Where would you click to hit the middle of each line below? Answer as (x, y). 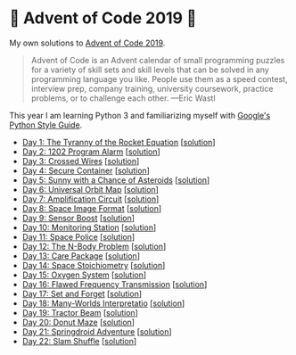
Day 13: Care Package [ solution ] (81, 256)
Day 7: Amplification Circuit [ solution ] (90, 199)
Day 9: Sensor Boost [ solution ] (78, 218)
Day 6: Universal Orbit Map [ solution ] (90, 189)
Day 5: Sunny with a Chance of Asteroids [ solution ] (116, 180)
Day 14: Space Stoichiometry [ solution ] (94, 265)
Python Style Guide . (46, 125)
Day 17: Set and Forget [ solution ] (82, 293)
